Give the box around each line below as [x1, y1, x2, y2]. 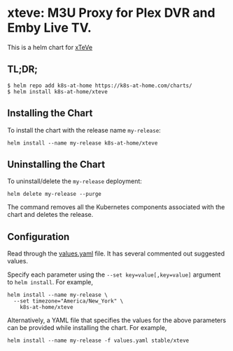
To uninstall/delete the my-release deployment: [7, 177, 142, 185]
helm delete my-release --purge [7, 191, 101, 198]
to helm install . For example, [7, 278, 93, 286]
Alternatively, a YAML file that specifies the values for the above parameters [7, 316, 226, 324]
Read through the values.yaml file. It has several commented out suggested [7, 249, 225, 258]
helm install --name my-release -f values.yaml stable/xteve [7, 337, 190, 345]
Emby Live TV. [7, 20, 92, 36]
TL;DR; [7, 63, 38, 75]
